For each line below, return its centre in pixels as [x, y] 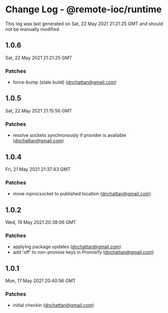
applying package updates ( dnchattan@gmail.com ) [67, 247]
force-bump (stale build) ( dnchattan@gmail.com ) [65, 82]
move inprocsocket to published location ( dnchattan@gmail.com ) [82, 194]
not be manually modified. [33, 29]
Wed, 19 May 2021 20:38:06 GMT [41, 223]
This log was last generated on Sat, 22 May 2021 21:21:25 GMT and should [84, 24]
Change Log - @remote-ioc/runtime [83, 10]
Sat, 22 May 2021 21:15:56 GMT [39, 111]
